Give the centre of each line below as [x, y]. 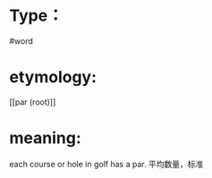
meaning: [46, 138]
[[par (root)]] [33, 102]
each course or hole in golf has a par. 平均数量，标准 [106, 164]
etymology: [53, 77]
